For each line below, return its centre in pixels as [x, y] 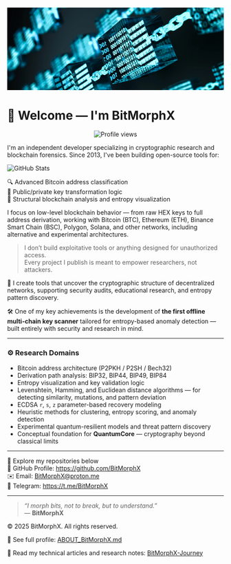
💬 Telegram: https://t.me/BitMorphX [58, 486]
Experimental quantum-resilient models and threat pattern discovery [114, 426]
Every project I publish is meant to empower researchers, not [110, 263]
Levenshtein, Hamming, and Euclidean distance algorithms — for [109, 390]
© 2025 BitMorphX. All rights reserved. [63, 526]
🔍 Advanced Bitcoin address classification [68, 182]
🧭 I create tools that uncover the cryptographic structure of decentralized [111, 283]
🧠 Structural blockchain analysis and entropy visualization [89, 199]
